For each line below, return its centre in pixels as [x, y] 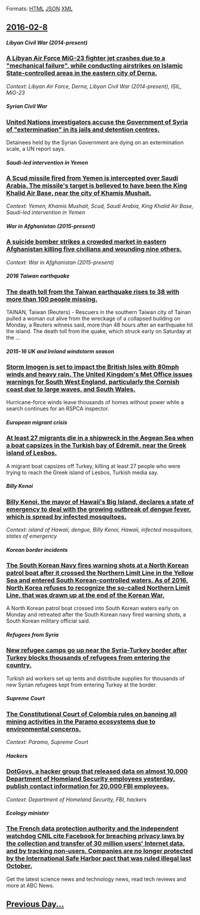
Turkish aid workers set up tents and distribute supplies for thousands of [96, 678]
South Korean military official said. [48, 621]
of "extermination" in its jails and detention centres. [83, 129]
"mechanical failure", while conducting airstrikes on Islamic [95, 66]
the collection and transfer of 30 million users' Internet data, [96, 844]
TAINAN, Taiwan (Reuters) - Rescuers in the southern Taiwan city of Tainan [99, 312]
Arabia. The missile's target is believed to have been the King [97, 186]
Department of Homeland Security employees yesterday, [91, 779]
